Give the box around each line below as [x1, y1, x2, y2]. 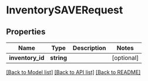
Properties [6, 27, 46, 37]
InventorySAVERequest [6, 3, 123, 17]
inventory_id [9, 54, 45, 62]
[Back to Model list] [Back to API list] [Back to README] [6, 69, 141, 76]
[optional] [112, 54, 139, 62]
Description [72, 44, 107, 52]
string [49, 54, 68, 62]
